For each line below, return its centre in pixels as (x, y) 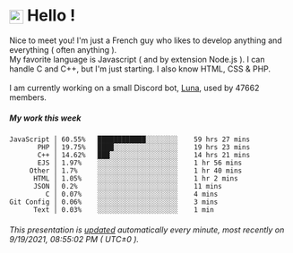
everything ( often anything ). (63, 49)
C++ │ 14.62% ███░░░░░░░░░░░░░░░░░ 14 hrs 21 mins (144, 155)
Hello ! (51, 16)
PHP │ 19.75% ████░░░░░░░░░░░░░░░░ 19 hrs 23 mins (144, 147)
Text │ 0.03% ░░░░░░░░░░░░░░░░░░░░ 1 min (124, 210)
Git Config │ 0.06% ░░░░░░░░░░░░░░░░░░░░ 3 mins (114, 202)
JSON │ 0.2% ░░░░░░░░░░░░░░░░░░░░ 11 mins (127, 186)
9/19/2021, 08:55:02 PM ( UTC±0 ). (74, 239)
